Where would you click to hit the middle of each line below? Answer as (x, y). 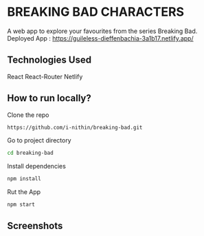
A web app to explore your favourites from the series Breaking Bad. (102, 31)
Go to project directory (39, 140)
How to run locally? (49, 98)
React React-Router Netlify (45, 76)
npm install (24, 179)
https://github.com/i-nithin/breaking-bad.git (75, 127)
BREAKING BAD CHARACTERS (95, 12)
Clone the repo (28, 115)
